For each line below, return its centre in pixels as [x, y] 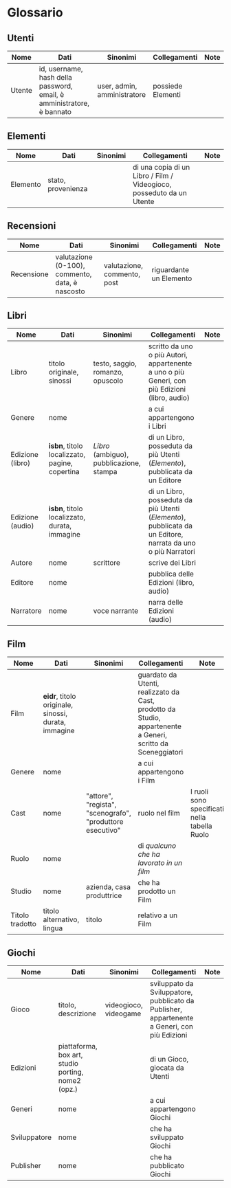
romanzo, [108, 372]
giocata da [167, 1068]
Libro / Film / [153, 175]
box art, [70, 1055]
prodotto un [157, 891]
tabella [201, 826]
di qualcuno [157, 846]
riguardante [170, 269]
